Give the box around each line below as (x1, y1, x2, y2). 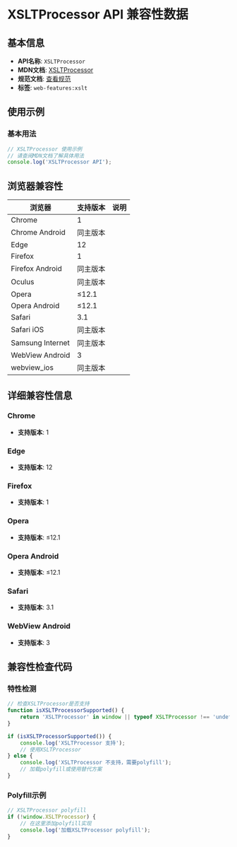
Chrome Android (11, 228, 66, 238)
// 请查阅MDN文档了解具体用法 (7, 152, 85, 159)
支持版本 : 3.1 (17, 603, 54, 612)
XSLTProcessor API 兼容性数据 (7, 6, 188, 23)
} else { (7, 752, 33, 760)
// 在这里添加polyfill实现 (20, 819, 92, 827)
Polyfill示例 (7, 790, 47, 800)
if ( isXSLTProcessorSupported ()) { (7, 732, 112, 740)
